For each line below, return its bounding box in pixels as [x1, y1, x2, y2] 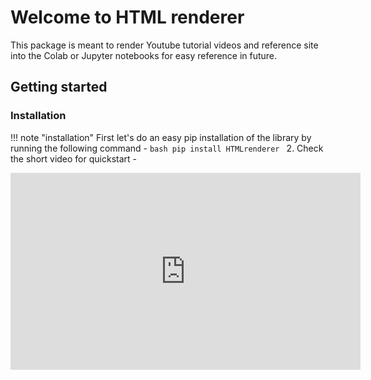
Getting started [10, 79, 108, 96]
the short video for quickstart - [10, 152, 137, 165]
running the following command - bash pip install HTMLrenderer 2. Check [10, 142, 324, 154]
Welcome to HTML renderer [10, 6, 245, 29]
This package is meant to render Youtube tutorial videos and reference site [10, 39, 319, 51]
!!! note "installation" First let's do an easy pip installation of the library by [10, 131, 312, 143]
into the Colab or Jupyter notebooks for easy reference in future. [10, 49, 278, 61]
